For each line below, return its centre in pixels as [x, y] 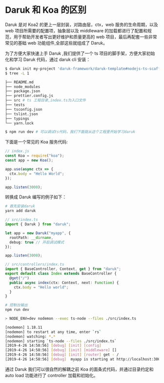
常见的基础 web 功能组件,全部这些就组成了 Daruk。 [56, 43]
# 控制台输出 [16, 305]
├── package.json [23, 91]
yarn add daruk [20, 211]
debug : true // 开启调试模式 [37, 242]
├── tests [15, 105]
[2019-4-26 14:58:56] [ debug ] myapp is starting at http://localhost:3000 [84, 359]
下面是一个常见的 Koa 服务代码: [37, 142]
